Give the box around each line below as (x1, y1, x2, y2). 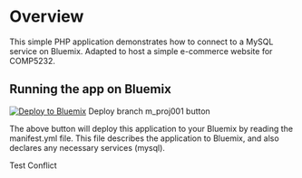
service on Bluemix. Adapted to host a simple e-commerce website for (9, 45, 273, 56)
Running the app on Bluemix (9, 81, 172, 97)
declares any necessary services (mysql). (9, 142, 166, 153)
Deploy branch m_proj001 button (88, 106, 210, 117)
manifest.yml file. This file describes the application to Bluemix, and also (9, 133, 279, 144)
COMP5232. (9, 55, 56, 66)
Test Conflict (9, 160, 57, 171)
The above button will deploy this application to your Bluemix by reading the (9, 123, 293, 134)
